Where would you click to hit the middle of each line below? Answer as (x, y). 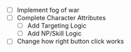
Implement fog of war (48, 10)
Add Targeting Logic (57, 26)
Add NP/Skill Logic (54, 33)
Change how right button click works (70, 42)
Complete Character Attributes (61, 18)
